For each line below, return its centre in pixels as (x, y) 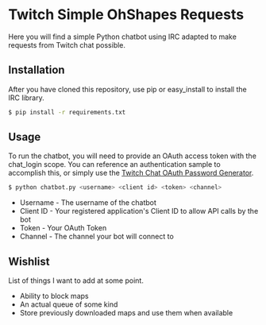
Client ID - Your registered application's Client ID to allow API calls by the (139, 211)
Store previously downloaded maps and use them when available (126, 313)
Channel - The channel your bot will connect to (97, 237)
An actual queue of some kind (69, 304)
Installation (37, 70)
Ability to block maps (54, 296)
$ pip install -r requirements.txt (67, 112)
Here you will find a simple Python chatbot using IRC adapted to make (122, 37)
